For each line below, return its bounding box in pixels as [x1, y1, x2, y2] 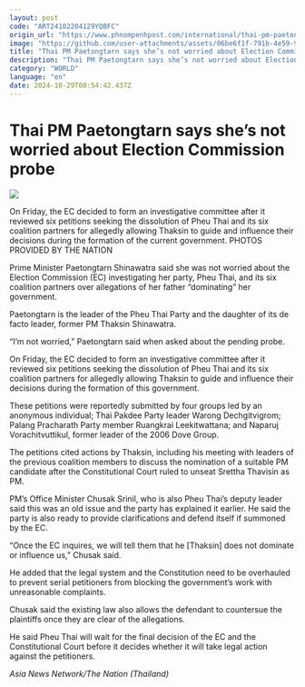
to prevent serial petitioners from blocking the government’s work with [9, 576, 272, 587]
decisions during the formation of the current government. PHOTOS [9, 234, 263, 245]
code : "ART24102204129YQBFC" [9, 22, 120, 31]
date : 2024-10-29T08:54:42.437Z [9, 81, 132, 90]
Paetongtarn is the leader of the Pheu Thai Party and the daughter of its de [9, 308, 289, 319]
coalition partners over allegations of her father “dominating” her [9, 281, 251, 292]
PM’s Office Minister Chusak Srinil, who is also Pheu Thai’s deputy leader [9, 493, 283, 504]
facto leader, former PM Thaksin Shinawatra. [9, 318, 177, 329]
